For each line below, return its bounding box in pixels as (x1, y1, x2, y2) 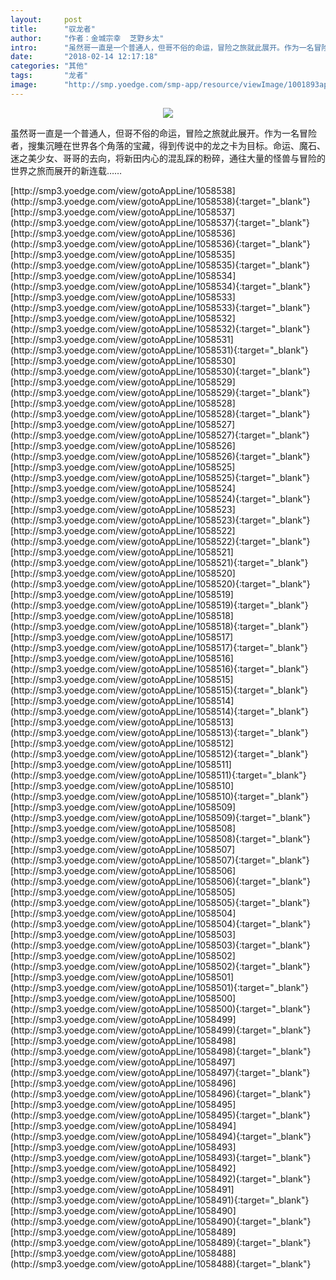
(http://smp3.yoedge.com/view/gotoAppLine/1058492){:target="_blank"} (10, 1172, 312, 1185)
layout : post (10, 14, 83, 25)
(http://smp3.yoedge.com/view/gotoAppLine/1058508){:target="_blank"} (10, 832, 311, 845)
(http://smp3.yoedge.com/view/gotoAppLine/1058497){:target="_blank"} (10, 1066, 311, 1078)
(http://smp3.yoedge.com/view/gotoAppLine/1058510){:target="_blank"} (10, 790, 309, 802)
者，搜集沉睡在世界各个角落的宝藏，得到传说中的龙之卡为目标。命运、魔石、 (10, 139, 326, 151)
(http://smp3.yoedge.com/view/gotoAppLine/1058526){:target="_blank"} (10, 450, 311, 462)
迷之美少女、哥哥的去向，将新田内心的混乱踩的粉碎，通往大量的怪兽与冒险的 (10, 152, 326, 164)
